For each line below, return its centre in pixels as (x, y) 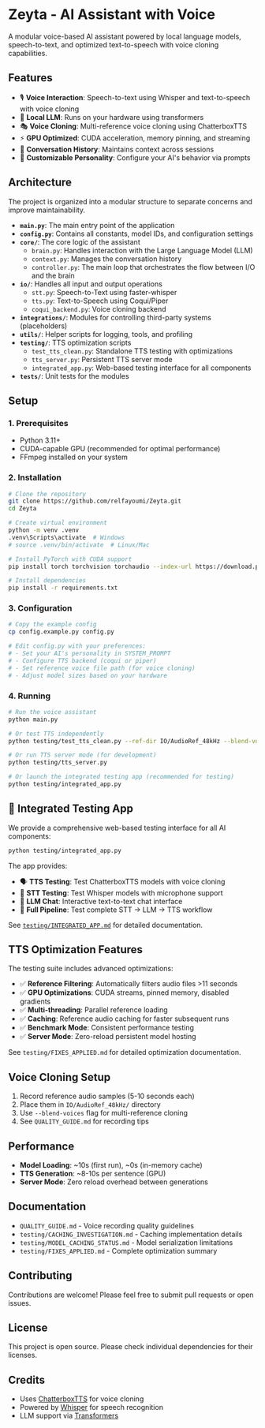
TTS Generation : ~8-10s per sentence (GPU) (93, 1174)
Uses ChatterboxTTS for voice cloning (82, 1399)
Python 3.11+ (40, 440)
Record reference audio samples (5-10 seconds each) (107, 1096)
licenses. (23, 1355)
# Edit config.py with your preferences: (77, 646)
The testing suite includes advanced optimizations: (91, 969)
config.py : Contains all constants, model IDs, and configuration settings (136, 234)
